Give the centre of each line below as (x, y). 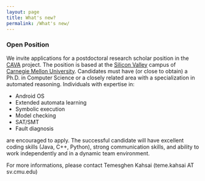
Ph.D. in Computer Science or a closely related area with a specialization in (101, 78)
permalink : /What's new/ (38, 23)
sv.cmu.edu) (22, 171)
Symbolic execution (40, 109)
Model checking (35, 115)
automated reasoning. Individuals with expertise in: (70, 84)
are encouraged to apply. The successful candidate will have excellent (95, 140)
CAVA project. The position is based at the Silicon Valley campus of (91, 64)
